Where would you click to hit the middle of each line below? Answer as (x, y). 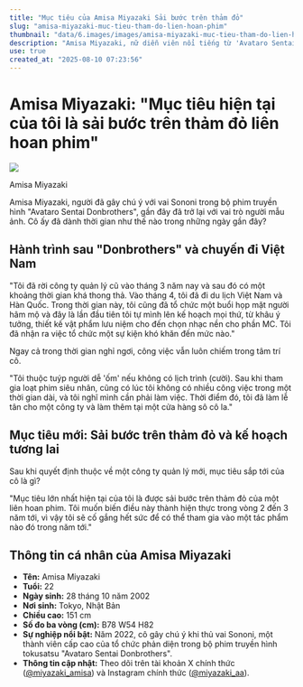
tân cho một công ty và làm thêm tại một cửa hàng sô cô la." (121, 406)
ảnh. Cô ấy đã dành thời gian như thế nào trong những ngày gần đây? (138, 221)
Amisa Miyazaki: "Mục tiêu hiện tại (142, 104)
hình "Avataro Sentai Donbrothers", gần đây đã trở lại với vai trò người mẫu (147, 211)
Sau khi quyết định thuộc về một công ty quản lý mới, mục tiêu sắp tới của (147, 471)
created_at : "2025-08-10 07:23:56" (76, 60)
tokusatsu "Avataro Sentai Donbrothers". (97, 654)
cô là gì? (25, 480)
